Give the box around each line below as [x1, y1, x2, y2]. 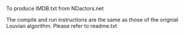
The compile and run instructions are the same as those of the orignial [6, 16, 179, 23]
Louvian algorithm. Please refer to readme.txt [6, 23, 117, 29]
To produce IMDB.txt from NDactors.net [6, 5, 104, 12]
